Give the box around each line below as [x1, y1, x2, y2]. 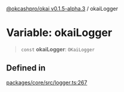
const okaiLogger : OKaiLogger [20, 45, 95, 53]
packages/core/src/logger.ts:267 [6, 79, 87, 86]
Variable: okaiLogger [6, 26, 113, 39]
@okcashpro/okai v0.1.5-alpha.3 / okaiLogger [6, 5, 119, 12]
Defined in [6, 63, 46, 73]
